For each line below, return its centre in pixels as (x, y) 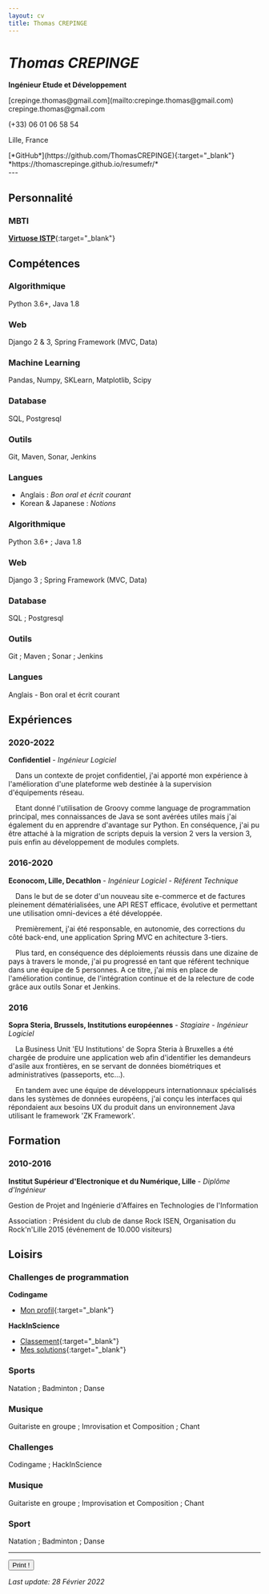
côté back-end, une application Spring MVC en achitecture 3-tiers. (118, 937)
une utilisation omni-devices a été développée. (85, 913)
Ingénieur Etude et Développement (68, 85)
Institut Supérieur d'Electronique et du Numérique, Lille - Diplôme (119, 1181)
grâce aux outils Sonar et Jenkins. (64, 986)
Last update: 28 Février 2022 (56, 1581)
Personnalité (41, 198)
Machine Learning (44, 363)
